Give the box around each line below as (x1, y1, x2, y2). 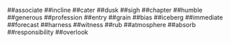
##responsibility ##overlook (7, 28, 89, 36)
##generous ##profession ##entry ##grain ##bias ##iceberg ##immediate (7, 13, 224, 21)
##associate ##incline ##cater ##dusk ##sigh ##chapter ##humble (7, 6, 203, 14)
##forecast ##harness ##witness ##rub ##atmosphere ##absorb (7, 21, 196, 28)
